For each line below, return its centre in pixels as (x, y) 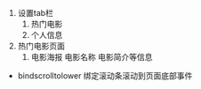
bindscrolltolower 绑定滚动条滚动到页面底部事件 (105, 76)
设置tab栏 (35, 13)
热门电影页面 (41, 46)
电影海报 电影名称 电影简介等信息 (92, 57)
